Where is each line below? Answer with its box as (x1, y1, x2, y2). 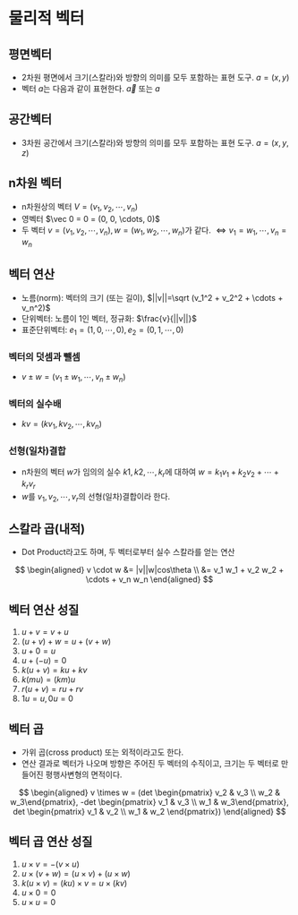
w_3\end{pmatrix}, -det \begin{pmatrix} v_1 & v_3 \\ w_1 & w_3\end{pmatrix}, (9, 796, 289, 807)
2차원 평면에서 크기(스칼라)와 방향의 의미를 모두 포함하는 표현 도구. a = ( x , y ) (21, 73, 290, 82)
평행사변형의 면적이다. (45, 769, 123, 780)
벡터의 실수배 (8, 398, 62, 410)
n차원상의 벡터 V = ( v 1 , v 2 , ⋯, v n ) (21, 201, 139, 214)
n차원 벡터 (8, 175, 63, 191)
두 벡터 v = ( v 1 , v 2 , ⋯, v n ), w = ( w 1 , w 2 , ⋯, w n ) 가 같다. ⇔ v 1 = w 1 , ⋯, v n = (21, 225, 287, 238)
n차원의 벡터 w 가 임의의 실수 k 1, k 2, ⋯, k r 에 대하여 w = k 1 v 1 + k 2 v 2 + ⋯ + (21, 466, 279, 479)
